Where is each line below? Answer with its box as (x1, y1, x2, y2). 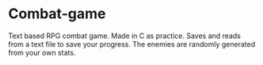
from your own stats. (8, 48, 76, 57)
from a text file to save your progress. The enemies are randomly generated (8, 39, 256, 48)
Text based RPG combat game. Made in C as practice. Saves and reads (8, 31, 242, 40)
